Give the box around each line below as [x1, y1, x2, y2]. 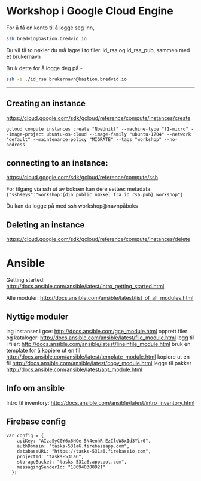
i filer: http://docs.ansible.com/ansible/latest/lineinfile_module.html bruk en [6, 340, 191, 347]
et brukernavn [6, 53, 41, 60]
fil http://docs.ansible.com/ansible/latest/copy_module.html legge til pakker [6, 359, 192, 366]
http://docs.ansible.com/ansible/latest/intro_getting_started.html [6, 283, 165, 290]
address [6, 142, 26, 148]
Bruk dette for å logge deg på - [6, 64, 83, 71]
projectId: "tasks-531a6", [17, 453, 84, 459]
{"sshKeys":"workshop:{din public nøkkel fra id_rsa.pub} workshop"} [6, 192, 184, 198]
